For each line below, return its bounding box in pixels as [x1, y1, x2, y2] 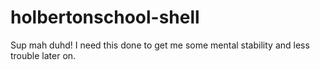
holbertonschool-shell [10, 6, 200, 29]
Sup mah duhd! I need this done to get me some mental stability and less [10, 39, 310, 51]
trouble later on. [10, 49, 77, 61]
